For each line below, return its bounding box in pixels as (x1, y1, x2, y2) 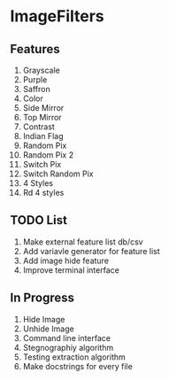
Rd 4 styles (22, 188, 65, 198)
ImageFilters (10, 6, 104, 27)
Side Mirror (22, 103, 65, 112)
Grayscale (22, 65, 60, 75)
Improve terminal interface (22, 264, 120, 275)
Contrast (22, 121, 56, 132)
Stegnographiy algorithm (22, 342, 114, 353)
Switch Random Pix (22, 168, 94, 179)
